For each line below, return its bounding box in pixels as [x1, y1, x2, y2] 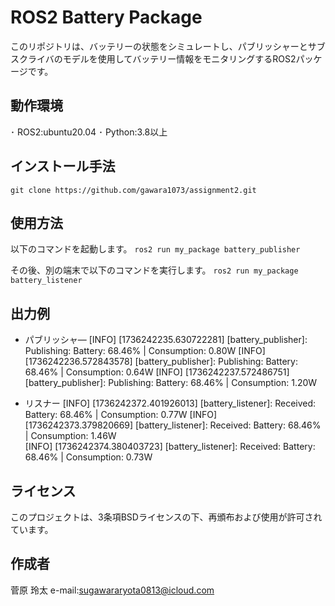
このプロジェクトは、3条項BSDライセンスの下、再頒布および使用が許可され [10, 511, 323, 523]
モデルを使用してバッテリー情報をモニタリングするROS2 [62, 52, 297, 65]
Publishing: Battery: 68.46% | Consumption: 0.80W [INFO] [24, 345, 266, 357]
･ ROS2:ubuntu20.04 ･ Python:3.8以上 [10, 126, 168, 138]
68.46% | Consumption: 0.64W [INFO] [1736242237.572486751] [24, 366, 290, 378]
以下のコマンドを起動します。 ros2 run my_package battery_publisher [10, 243, 301, 255]
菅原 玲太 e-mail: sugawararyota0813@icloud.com [10, 584, 215, 596]
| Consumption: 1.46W [24, 430, 117, 442]
